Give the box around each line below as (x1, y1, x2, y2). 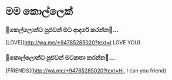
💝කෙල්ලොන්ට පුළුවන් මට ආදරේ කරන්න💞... (5, 26, 119, 34)
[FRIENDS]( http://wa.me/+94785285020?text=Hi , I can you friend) (5, 67, 167, 74)
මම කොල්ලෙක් (5, 5, 73, 18)
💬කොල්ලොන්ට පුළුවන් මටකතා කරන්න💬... (5, 54, 116, 62)
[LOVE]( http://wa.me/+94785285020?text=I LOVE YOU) (5, 39, 141, 46)
